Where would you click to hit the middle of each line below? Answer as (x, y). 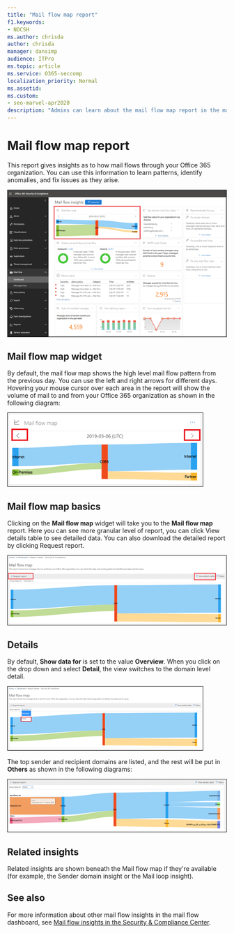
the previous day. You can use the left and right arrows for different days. (112, 381)
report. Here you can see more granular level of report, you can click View (114, 531)
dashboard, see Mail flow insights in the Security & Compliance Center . (109, 922)
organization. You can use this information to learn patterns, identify (105, 172)
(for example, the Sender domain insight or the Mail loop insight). (100, 876)
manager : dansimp (32, 52)
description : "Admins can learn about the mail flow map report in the (113, 111)
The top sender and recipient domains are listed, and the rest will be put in (114, 762)
